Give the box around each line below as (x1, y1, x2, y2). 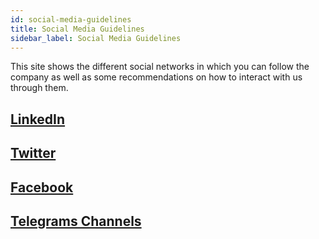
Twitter (10, 145, 57, 162)
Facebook (10, 179, 74, 196)
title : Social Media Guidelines (10, 24, 145, 34)
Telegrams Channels (10, 212, 142, 230)
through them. (10, 82, 69, 94)
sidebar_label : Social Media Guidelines (10, 33, 182, 43)
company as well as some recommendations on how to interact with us (10, 71, 303, 83)
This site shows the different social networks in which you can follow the (10, 61, 310, 73)
